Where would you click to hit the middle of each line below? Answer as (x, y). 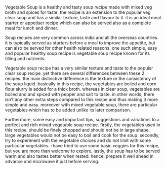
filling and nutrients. (25, 58)
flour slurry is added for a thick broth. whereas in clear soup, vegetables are (82, 89)
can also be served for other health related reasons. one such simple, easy (81, 48)
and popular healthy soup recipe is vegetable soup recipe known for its (78, 53)
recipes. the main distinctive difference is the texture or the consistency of (81, 79)
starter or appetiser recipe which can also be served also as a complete (78, 23)
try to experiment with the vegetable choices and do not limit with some (78, 140)
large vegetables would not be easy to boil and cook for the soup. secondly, (82, 135)
